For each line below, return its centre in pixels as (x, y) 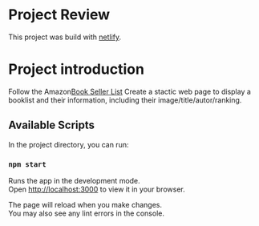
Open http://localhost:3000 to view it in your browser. (97, 189)
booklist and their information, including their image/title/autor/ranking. (125, 100)
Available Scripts (51, 125)
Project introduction (76, 69)
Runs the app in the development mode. (74, 180)
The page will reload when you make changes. (85, 204)
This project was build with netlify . (65, 37)
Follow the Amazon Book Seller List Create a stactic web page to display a (129, 91)
